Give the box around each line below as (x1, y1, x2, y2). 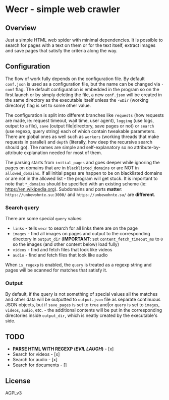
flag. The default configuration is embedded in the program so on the (15, 86, 160, 92)
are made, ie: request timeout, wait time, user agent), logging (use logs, (5, 117, 154, 123)
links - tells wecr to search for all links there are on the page (12, 225, 138, 231)
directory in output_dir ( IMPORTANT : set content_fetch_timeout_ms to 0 (12, 236, 163, 242)
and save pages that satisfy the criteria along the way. (5, 48, 118, 53)
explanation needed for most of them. (24, 150, 102, 156)
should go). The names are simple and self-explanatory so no (5, 144, 133, 150)
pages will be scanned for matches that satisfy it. (5, 267, 107, 273)
